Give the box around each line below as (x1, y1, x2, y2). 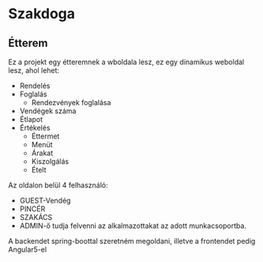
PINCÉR (19, 204, 46, 214)
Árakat (31, 148, 54, 158)
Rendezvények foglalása (31, 98, 111, 107)
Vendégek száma (19, 106, 77, 116)
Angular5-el (8, 245, 47, 254)
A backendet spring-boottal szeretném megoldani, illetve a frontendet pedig (8, 237, 256, 245)
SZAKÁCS (19, 213, 53, 222)
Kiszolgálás (31, 157, 70, 166)
